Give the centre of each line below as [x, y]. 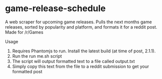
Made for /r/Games [24, 32]
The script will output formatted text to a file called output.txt [73, 61]
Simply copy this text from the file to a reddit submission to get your [81, 66]
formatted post [27, 71]
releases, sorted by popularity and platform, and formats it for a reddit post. [81, 27]
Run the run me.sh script [37, 56]
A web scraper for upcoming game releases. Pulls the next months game [79, 22]
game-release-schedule [56, 8]
